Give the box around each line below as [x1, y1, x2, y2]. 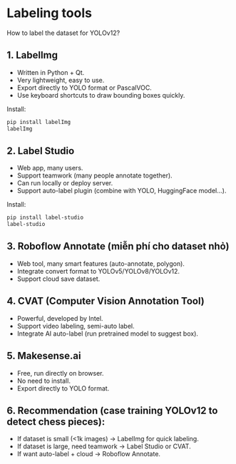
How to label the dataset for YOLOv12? [6, 29, 120, 37]
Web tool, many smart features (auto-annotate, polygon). [16, 259, 185, 268]
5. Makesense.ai [6, 350, 81, 362]
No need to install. [16, 376, 71, 385]
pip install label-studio [6, 214, 83, 222]
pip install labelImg [6, 118, 71, 125]
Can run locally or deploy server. [16, 179, 113, 187]
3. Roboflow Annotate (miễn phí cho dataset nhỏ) [6, 240, 230, 252]
